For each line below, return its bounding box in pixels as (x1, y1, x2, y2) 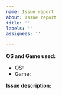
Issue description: (6, 82, 52, 90)
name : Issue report (6, 8, 54, 15)
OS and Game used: (6, 53, 56, 60)
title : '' (6, 20, 31, 26)
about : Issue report (6, 14, 57, 20)
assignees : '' (6, 31, 41, 37)
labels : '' (6, 25, 33, 32)
